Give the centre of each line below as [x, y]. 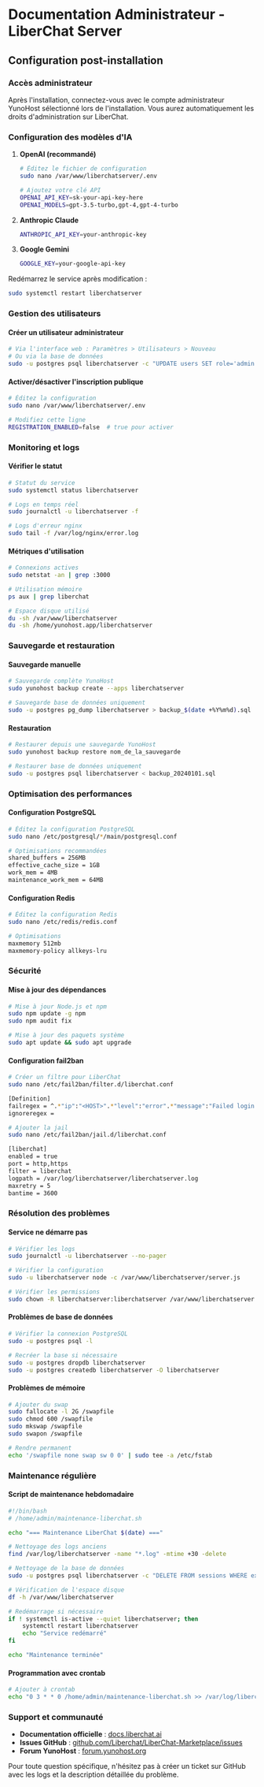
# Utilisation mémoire [45, 589]
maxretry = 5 [29, 1186]
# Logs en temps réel [44, 504]
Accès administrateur [50, 83]
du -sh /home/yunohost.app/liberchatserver [81, 625]
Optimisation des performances [70, 794]
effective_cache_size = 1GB [54, 866]
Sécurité [25, 971]
